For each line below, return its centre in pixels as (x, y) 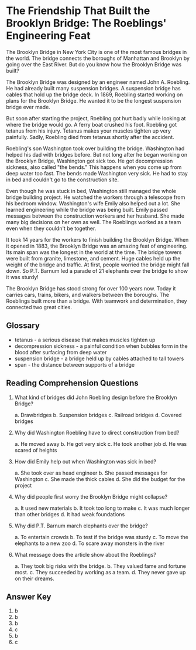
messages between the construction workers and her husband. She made (95, 216)
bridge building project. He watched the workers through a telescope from (96, 197)
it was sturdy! (23, 277)
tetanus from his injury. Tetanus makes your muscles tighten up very (89, 131)
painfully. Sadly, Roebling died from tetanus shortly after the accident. (90, 137)
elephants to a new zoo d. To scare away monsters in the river (90, 543)
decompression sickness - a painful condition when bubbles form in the (101, 346)
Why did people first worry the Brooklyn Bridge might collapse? (91, 496)
